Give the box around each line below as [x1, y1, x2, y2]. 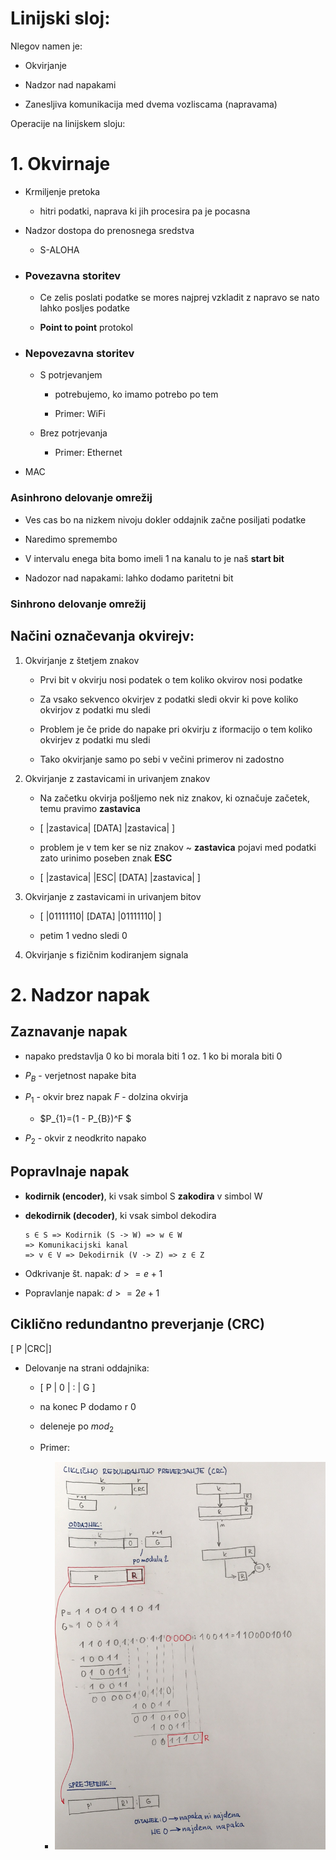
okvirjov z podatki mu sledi [39, 703, 151, 716]
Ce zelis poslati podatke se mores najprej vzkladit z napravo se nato [39, 292, 320, 304]
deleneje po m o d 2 [39, 1420, 115, 1434]
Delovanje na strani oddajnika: [24, 1362, 150, 1374]
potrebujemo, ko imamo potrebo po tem [54, 388, 219, 401]
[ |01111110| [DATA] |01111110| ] [39, 910, 162, 922]
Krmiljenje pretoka [24, 185, 101, 197]
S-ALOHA [39, 243, 80, 256]
